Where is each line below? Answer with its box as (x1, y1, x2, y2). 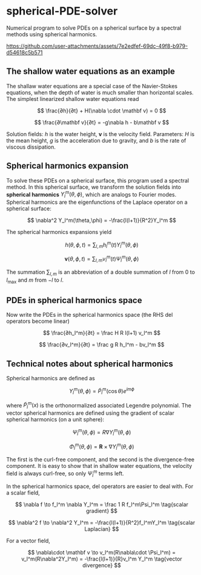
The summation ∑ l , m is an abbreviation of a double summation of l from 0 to (6, 268, 196, 277)
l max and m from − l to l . (6, 276, 64, 285)
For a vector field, (6, 537, 50, 545)
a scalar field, (6, 489, 41, 496)
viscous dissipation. (6, 143, 56, 151)
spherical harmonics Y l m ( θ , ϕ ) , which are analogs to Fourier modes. (6, 189, 177, 200)
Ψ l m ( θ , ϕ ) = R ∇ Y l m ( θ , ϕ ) (72, 427, 131, 437)
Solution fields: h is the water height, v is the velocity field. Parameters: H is (6, 130, 195, 137)
